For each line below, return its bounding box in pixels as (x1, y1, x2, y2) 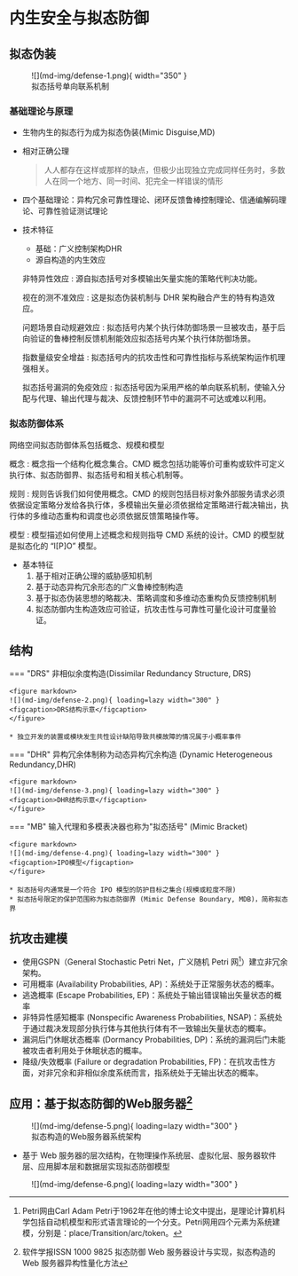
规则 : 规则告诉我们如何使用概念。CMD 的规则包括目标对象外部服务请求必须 (9, 488, 286, 499)
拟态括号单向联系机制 (31, 81, 109, 91)
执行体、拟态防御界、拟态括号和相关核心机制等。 (9, 469, 188, 480)
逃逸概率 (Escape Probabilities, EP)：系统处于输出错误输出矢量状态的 (21, 989, 274, 1000)
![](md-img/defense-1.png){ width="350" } (31, 70, 188, 81)
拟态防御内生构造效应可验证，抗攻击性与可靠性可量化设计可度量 (35, 603, 269, 614)
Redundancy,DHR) (9, 760, 77, 770)
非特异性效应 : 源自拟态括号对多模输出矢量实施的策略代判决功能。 (21, 273, 263, 284)
